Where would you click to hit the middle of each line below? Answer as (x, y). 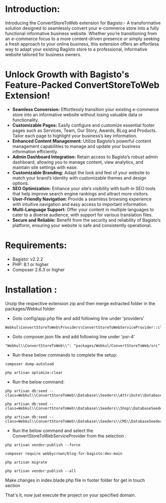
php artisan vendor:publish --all (41, 471)
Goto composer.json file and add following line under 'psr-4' (73, 336)
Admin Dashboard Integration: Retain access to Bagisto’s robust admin (85, 157)
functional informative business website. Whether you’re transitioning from (81, 33)
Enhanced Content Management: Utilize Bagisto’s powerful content (82, 141)
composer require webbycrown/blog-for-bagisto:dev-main (64, 453)
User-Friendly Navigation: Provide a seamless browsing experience (82, 199)
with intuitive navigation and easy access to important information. (80, 204)
